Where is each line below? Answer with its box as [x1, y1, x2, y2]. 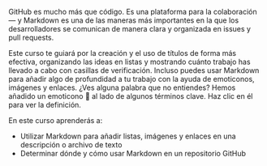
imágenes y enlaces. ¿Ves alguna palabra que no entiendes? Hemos [8, 83, 236, 92]
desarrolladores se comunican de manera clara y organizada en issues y [8, 24, 252, 33]
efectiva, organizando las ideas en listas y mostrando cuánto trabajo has [8, 57, 251, 66]
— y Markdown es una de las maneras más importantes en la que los [8, 15, 239, 25]
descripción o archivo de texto [19, 140, 123, 149]
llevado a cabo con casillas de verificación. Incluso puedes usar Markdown [8, 66, 260, 75]
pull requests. [8, 32, 54, 42]
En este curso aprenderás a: [8, 116, 103, 125]
